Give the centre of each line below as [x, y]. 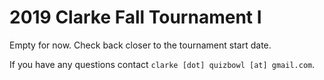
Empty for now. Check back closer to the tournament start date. [140, 45]
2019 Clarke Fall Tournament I [135, 17]
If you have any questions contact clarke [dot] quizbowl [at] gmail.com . [162, 64]
